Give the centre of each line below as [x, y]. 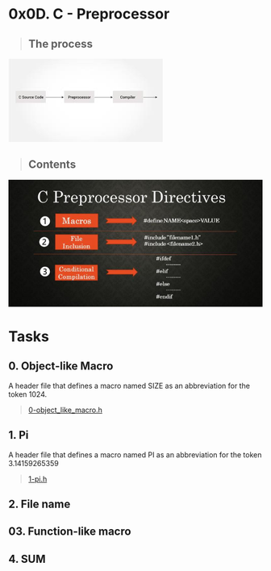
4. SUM [27, 558]
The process [60, 44]
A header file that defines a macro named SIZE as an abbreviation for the [129, 386]
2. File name [40, 504]
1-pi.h [38, 479]
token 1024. [28, 394]
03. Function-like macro [70, 532]
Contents [52, 165]
